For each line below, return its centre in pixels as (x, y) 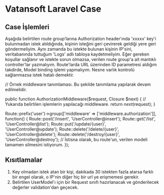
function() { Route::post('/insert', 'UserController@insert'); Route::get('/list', (80, 119)
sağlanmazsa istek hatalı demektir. (40, 75)
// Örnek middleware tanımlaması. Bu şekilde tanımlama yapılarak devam (78, 84)
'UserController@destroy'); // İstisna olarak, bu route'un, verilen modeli (76, 139)
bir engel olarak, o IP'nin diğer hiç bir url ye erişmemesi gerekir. (76, 177)
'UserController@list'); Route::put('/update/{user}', (56, 124)
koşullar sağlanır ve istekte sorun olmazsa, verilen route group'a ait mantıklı (81, 59)
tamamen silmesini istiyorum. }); (37, 145)
